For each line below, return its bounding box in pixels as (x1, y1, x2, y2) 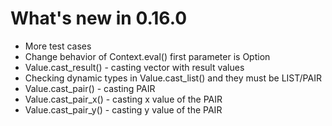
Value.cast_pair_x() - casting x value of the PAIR (24, 93, 223, 105)
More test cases (24, 40, 92, 52)
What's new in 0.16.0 (10, 7, 188, 30)
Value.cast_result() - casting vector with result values (24, 61, 245, 73)
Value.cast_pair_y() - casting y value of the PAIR (24, 103, 223, 116)
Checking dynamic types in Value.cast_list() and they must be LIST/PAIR (24, 72, 322, 84)
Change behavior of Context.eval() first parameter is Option (24, 50, 271, 62)
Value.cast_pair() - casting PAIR (24, 82, 156, 94)
